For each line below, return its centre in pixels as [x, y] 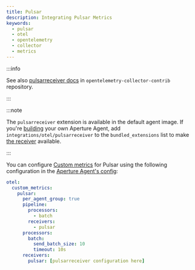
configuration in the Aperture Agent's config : [62, 171]
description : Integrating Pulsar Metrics [59, 18]
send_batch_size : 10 [59, 244]
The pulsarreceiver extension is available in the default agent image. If [95, 122]
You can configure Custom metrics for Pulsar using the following [87, 165]
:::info [13, 68]
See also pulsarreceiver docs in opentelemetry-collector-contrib [88, 80]
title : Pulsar [24, 12]
